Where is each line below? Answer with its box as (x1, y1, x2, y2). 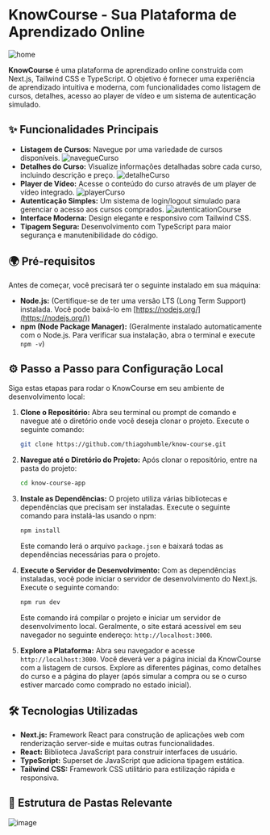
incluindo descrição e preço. (19, 170, 115, 179)
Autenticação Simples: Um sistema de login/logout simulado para (19, 195, 240, 205)
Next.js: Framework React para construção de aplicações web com (19, 729, 245, 740)
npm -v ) (19, 338, 45, 348)
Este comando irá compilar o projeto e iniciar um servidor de (19, 612, 222, 623)
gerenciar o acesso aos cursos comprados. (19, 204, 164, 214)
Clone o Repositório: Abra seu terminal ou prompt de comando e (19, 408, 237, 417)
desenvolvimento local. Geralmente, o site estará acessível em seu (19, 621, 242, 631)
